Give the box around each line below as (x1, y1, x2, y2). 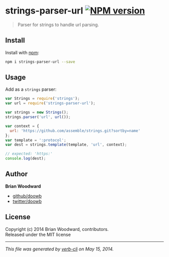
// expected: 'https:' (5, 151, 53, 157)
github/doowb (12, 193, 42, 199)
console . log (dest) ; (5, 156, 46, 161)
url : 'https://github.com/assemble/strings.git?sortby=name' (10, 128, 141, 133)
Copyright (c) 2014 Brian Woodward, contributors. (5, 226, 109, 232)
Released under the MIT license (5, 231, 71, 237)
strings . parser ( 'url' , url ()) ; (5, 114, 71, 120)
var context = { (5, 123, 39, 128)
